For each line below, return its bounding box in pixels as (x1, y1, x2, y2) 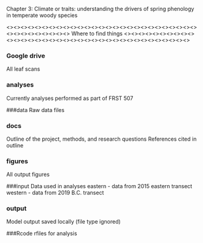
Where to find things (71, 30, 123, 37)
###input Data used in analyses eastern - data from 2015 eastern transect (6, 183, 193, 190)
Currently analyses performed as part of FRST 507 (6, 94, 134, 102)
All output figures (6, 171, 50, 178)
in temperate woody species (6, 12, 78, 19)
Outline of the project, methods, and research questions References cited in (6, 135, 197, 143)
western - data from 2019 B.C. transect (6, 189, 104, 197)
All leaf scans (6, 65, 41, 72)
